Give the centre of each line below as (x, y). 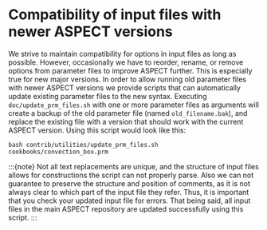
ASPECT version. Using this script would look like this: (97, 130)
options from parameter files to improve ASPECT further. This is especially (130, 70)
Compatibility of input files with (115, 15)
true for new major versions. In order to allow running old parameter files (128, 79)
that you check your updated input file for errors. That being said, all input (130, 200)
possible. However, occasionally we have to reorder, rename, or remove (126, 62)
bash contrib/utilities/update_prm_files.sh (83, 145)
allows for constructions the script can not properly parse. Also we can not (131, 175)
